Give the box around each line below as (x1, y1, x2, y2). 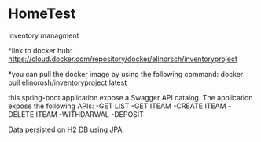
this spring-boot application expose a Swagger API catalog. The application (8, 93, 253, 102)
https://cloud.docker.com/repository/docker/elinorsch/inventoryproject (8, 54, 237, 64)
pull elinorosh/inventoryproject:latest (8, 78, 127, 87)
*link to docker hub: (8, 46, 72, 55)
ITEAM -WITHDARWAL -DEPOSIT (35, 109, 144, 118)
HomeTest (8, 5, 76, 23)
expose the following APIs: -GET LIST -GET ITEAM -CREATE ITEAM (8, 101, 226, 111)
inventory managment (8, 31, 79, 40)
